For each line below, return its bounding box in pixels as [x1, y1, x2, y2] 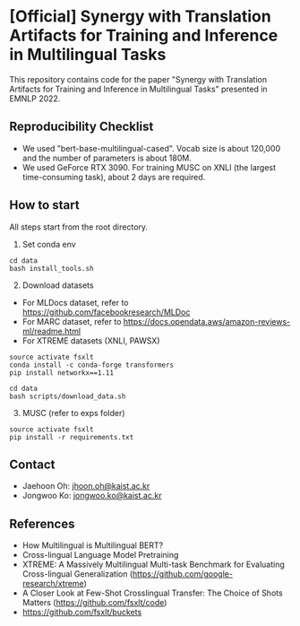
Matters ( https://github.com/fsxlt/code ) [21, 597, 167, 608]
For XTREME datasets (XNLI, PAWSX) [21, 335, 160, 346]
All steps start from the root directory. [9, 222, 149, 232]
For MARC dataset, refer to [21, 316, 122, 326]
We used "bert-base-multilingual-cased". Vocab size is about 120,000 [21, 143, 281, 153]
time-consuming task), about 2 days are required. [21, 171, 206, 182]
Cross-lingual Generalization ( [21, 569, 133, 579]
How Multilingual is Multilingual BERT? [21, 540, 164, 551]
